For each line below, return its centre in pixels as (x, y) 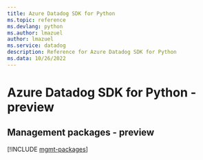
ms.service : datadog (37, 46)
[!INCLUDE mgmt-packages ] (47, 149)
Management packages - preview (81, 133)
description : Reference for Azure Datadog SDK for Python (92, 52)
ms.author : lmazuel (35, 33)
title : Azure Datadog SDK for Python (61, 13)
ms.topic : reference (37, 20)
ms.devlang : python (35, 26)
